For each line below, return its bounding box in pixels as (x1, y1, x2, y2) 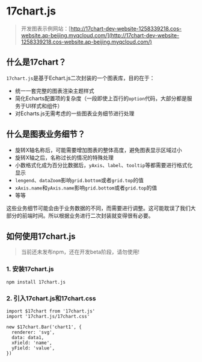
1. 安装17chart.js (6, 265, 54, 273)
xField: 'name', (11, 340, 52, 346)
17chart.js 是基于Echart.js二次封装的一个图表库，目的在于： (6, 74, 155, 81)
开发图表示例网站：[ (20, 25, 71, 32)
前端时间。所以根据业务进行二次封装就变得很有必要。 (22, 212, 154, 219)
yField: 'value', (11, 345, 55, 351)
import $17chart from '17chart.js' (6, 308, 96, 314)
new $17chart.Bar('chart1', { (6, 324, 82, 330)
